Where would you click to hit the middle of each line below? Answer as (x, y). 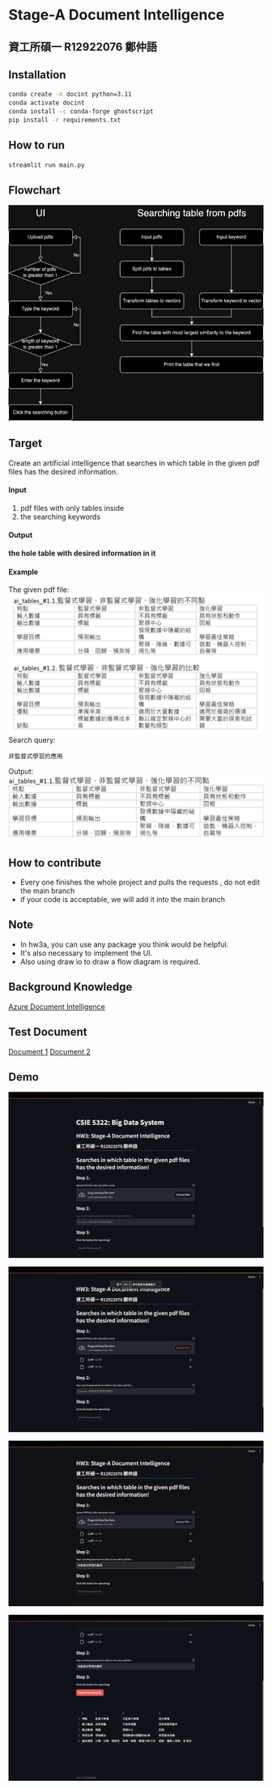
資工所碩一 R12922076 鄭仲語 (83, 47)
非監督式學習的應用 (36, 756)
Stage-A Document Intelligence (117, 15)
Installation (37, 75)
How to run (37, 145)
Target (25, 443)
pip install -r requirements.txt (65, 120)
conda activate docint (47, 103)
